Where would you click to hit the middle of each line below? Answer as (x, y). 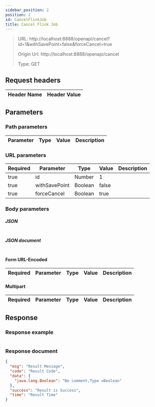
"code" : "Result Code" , (35, 371)
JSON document (23, 240)
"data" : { (20, 376)
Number (84, 177)
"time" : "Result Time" (34, 395)
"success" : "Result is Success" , (45, 390)
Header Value (64, 95)
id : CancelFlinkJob (26, 19)
